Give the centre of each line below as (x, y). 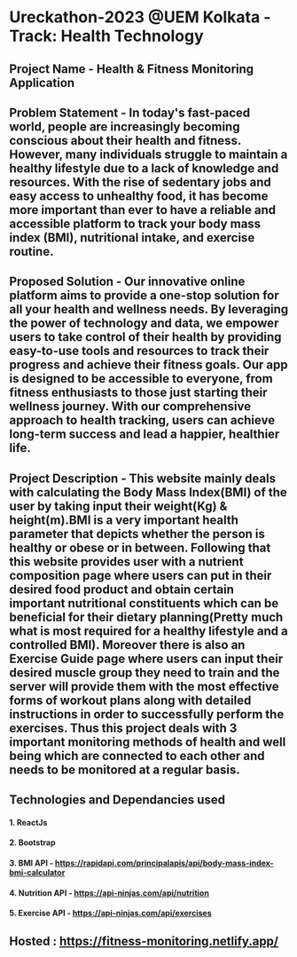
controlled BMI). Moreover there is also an (127, 645)
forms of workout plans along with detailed (130, 700)
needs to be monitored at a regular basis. (125, 769)
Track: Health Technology (106, 36)
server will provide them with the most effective (144, 686)
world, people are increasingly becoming (125, 127)
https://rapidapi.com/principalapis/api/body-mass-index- (164, 863)
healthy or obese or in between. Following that (140, 547)
